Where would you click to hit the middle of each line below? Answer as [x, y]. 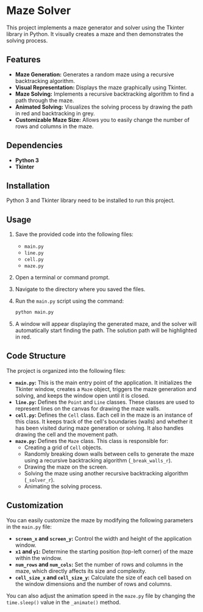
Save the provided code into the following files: [74, 234]
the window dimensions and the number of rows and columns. [93, 584]
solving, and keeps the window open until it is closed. [82, 395]
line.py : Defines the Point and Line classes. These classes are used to [105, 402]
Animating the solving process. [63, 486]
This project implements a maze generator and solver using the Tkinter [95, 27]
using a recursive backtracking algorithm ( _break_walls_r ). [98, 460]
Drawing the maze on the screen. [66, 467]
